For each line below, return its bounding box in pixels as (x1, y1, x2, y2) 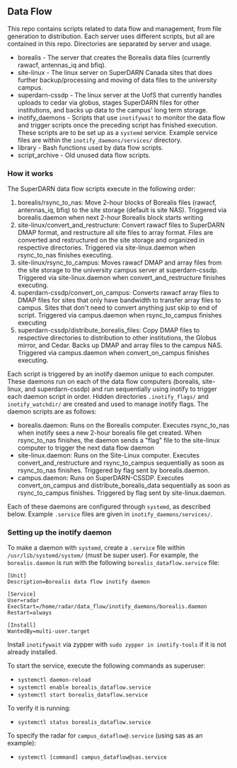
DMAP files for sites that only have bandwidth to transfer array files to (17, 296, 221, 305)
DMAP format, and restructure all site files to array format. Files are (17, 228, 214, 237)
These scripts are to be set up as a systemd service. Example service (17, 128, 218, 136)
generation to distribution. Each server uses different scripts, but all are (7, 32, 215, 40)
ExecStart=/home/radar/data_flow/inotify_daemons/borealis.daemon (7, 603, 207, 610)
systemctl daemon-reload (17, 677, 91, 684)
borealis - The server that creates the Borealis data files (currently (17, 53, 211, 62)
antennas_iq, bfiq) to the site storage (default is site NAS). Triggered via (17, 206, 227, 214)
